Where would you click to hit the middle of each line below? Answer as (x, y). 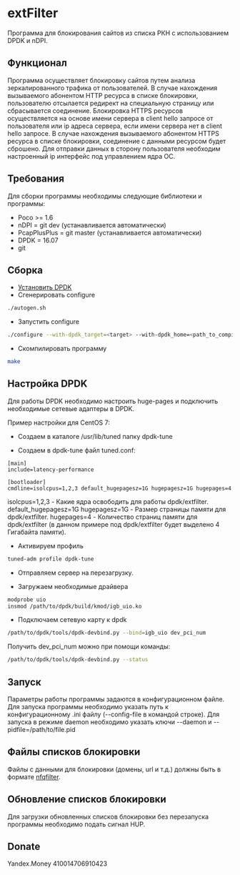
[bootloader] (27, 482)
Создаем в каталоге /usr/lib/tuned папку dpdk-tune (95, 436)
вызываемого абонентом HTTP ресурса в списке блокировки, (103, 95)
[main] (17, 463)
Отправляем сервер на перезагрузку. (75, 573)
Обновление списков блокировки (87, 800)
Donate (24, 847)
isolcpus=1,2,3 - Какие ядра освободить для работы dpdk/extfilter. (108, 501)
